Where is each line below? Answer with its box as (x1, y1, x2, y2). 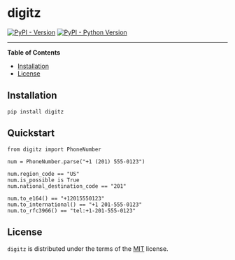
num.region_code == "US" (7, 170, 80, 177)
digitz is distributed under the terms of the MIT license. (7, 245, 169, 253)
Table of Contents (7, 48, 61, 57)
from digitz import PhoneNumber (7, 146, 101, 153)
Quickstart (7, 128, 55, 139)
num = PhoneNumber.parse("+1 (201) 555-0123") (7, 158, 145, 165)
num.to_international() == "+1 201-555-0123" (7, 201, 142, 208)
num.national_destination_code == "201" (7, 182, 127, 190)
